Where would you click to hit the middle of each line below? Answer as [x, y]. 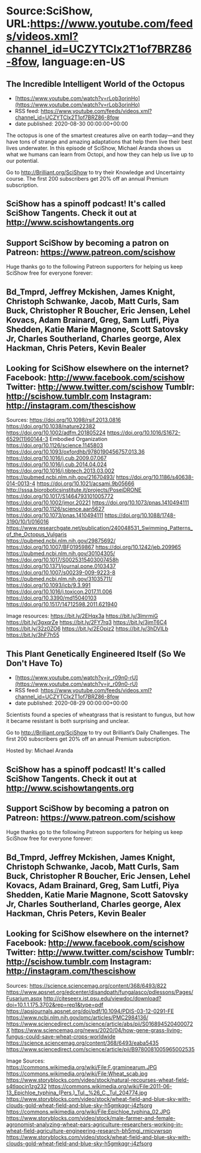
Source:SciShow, [50, 11]
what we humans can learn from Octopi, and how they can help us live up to [100, 154]
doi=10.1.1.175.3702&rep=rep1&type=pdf [55, 1005]
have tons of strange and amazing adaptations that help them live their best [99, 142]
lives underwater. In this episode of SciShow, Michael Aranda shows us [94, 148]
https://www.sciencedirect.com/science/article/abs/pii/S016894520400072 [100, 1024]
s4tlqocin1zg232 [27, 1086]
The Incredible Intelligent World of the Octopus [96, 84]
